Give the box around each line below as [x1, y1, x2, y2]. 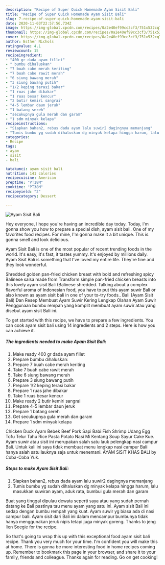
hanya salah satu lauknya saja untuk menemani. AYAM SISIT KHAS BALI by [5, 449, 157, 455]
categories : [5, 135, 30, 140]
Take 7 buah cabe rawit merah [12, 367, 74, 372]
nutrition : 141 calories [5, 171, 56, 176]
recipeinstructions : [5, 121, 48, 126]
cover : [5, 35, 19, 40]
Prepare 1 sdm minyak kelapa [12, 418, 72, 424]
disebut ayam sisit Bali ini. [5, 307, 58, 314]
